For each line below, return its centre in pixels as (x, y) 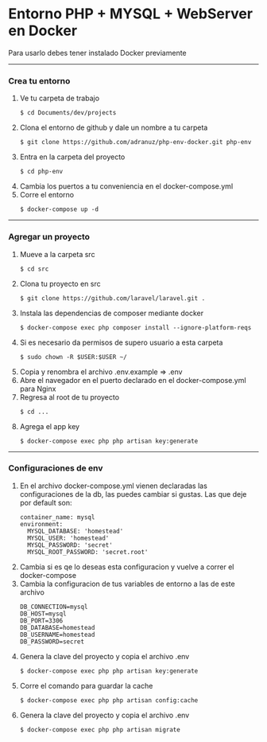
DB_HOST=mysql (43, 614)
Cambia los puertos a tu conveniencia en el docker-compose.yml (126, 186)
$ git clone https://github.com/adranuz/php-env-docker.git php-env (135, 143)
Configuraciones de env (56, 468)
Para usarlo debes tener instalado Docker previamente (97, 53)
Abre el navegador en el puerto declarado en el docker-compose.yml (133, 380)
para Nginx (38, 389)
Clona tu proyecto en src (60, 283)
